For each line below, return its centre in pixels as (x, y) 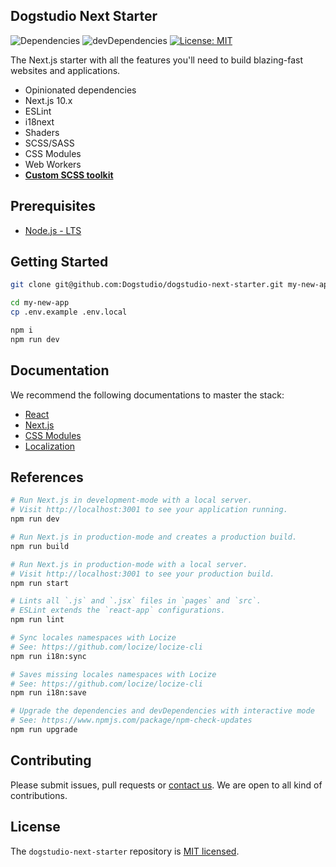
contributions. (39, 795)
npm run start (40, 583)
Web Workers (53, 164)
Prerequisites (53, 206)
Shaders (42, 132)
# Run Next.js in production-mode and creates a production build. (154, 537)
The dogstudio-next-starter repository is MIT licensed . (125, 851)
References (47, 477)
